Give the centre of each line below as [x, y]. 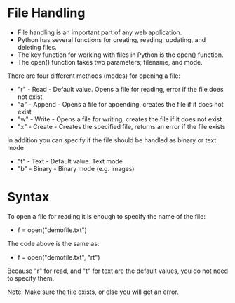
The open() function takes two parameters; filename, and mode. [110, 62]
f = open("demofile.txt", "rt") [59, 257]
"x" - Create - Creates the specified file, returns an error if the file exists [121, 126]
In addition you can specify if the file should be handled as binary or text [112, 140]
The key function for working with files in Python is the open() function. [120, 55]
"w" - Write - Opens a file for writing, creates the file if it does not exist [120, 119]
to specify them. [31, 278]
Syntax [28, 197]
